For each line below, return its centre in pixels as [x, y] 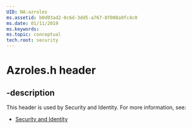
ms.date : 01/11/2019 [33, 23]
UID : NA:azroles [27, 12]
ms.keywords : [23, 29]
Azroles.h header [51, 70]
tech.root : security [33, 40]
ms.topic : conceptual [34, 35]
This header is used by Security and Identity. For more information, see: [96, 107]
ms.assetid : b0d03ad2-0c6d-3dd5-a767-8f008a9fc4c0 [72, 18]
